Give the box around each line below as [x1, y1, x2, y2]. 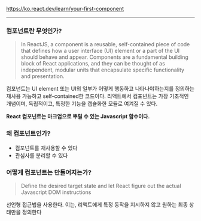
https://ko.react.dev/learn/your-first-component [6, 5, 124, 12]
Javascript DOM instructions [20, 189, 92, 196]
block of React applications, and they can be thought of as [20, 60, 166, 67]
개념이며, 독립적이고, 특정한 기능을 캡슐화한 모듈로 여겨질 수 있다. [6, 100, 158, 107]
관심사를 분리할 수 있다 [14, 151, 68, 159]
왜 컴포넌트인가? [6, 129, 51, 138]
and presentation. [20, 73, 65, 80]
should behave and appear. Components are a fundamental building [20, 53, 188, 61]
